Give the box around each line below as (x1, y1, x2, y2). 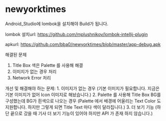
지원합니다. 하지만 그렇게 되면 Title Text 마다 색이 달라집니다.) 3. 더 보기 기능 (5, 104, 155, 110)
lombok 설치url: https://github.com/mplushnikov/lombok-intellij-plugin (5, 31, 148, 37)
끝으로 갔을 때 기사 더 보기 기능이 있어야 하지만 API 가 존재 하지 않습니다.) (10, 110, 153, 116)
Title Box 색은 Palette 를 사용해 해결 (12, 62, 83, 68)
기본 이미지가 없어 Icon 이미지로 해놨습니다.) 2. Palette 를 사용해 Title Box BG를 (5, 91, 161, 97)
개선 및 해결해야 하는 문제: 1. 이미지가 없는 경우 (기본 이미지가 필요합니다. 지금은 (5, 85, 160, 91)
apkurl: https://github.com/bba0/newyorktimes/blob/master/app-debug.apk (5, 41, 161, 47)
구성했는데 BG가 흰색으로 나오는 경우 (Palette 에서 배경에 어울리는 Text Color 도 (5, 97, 161, 103)
